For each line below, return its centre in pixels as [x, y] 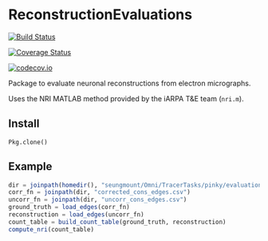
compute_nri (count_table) [51, 229]
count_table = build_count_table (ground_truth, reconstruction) [117, 222]
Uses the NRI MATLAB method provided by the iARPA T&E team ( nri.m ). [126, 98]
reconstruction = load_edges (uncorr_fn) [77, 215]
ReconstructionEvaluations [100, 15]
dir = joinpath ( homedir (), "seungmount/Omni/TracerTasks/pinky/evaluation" [137, 185]
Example [30, 166]
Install [24, 124]
